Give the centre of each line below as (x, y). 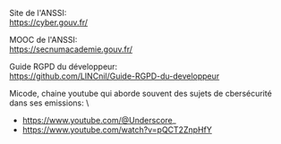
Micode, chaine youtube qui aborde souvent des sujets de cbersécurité (141, 93)
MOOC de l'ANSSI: (43, 40)
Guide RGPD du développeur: (64, 67)
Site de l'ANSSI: (38, 13)
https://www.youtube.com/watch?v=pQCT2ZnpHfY (117, 130)
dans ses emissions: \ (49, 103)
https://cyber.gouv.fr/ (48, 22)
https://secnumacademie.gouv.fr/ (71, 49)
